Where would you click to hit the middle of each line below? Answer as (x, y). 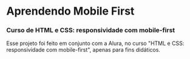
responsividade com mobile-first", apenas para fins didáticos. (83, 50)
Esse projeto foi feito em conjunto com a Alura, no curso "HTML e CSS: (95, 43)
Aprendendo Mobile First (70, 11)
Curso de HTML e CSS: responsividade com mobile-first (91, 30)
